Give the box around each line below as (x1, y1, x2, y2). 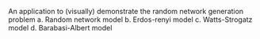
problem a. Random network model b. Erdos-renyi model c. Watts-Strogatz (8, 15, 253, 24)
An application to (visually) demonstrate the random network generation (8, 7, 244, 16)
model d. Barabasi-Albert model (8, 23, 113, 32)
